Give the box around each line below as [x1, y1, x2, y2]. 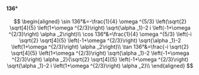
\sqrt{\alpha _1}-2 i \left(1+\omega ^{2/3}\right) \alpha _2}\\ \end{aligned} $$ [7, 62, 194, 70]
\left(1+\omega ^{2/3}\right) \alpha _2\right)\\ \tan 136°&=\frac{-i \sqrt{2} [11, 43, 189, 51]
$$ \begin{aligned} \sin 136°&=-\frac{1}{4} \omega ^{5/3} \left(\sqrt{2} [13, 18, 187, 25]
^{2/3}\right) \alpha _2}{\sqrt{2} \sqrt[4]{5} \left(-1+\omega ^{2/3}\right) [11, 56, 189, 63]
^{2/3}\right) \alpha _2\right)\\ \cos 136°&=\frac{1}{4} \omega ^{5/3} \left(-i [8, 30, 192, 38]
